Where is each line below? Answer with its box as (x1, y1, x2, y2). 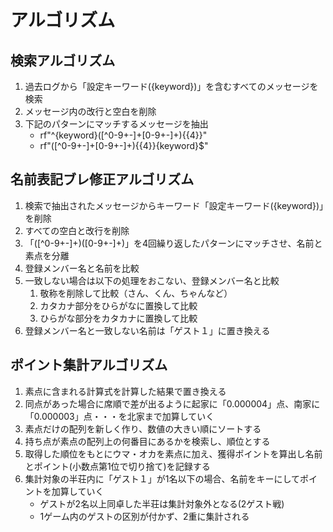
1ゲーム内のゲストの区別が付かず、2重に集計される (39, 510, 250, 522)
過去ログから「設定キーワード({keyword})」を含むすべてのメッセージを (24, 81, 319, 92)
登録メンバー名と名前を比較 (24, 262, 140, 274)
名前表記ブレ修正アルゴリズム (10, 171, 195, 188)
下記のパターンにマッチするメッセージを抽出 (24, 118, 209, 130)
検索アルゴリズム (10, 52, 116, 69)
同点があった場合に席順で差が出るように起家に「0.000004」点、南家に (24, 397, 321, 410)
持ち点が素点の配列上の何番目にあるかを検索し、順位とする (24, 435, 271, 447)
